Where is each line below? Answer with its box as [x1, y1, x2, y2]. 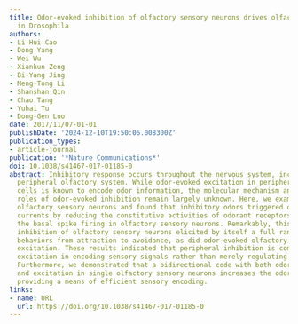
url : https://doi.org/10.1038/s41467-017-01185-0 [17, 302, 204, 311]
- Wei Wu [9, 54, 42, 63]
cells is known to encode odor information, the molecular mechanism [17, 186, 279, 195]
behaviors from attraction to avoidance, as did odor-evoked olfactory [17, 236, 288, 245]
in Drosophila [17, 21, 69, 30]
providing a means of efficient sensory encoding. [17, 277, 208, 286]
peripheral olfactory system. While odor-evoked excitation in [17, 178, 255, 187]
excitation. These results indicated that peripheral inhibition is [17, 244, 276, 253]
